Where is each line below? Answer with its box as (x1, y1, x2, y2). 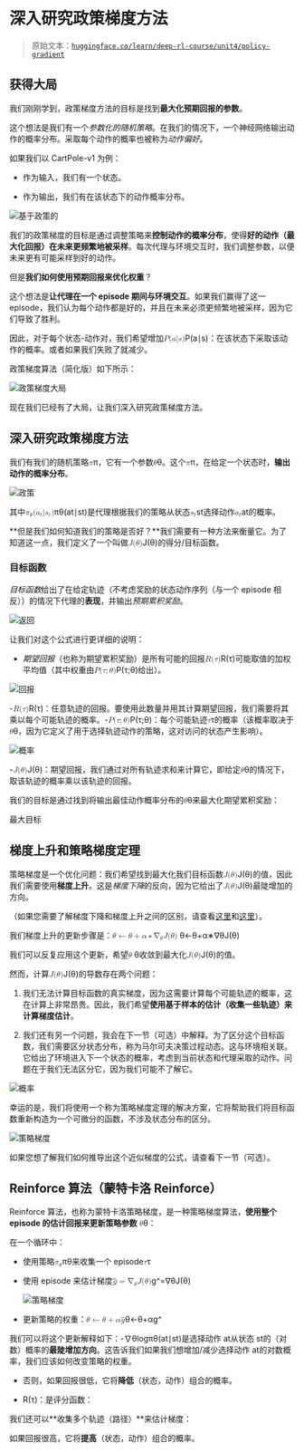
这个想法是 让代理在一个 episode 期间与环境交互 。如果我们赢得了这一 (9, 291, 267, 302)
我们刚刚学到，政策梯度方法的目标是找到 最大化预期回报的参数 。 (9, 102, 247, 113)
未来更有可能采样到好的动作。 (9, 252, 120, 263)
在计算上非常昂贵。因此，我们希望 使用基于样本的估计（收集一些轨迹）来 (22, 998, 292, 1010)
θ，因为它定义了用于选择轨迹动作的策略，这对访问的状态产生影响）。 (13, 726, 269, 736)
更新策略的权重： (22, 1314, 87, 1325)
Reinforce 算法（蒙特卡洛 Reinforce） (9, 1181, 222, 1197)
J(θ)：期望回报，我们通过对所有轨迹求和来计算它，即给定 (26, 764, 242, 774)
